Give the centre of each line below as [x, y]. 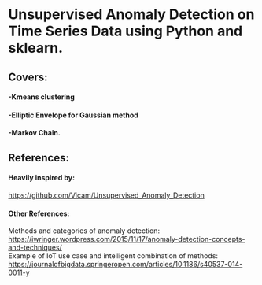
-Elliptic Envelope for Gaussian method [74, 115]
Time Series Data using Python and [125, 31]
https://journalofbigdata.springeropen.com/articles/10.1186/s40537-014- [125, 265]
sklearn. [36, 48]
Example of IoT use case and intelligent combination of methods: [113, 256]
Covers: [28, 77]
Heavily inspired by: [42, 178]
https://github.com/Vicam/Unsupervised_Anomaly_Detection [106, 195]
